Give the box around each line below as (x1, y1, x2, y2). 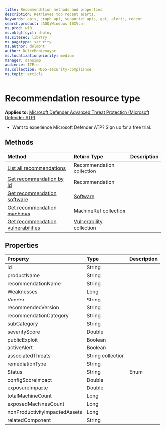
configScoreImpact (7, 377, 52, 384)
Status (7, 369, 23, 376)
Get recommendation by (7, 175, 64, 182)
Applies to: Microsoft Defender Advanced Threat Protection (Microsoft (5, 109, 150, 115)
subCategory (7, 320, 38, 327)
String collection (86, 352, 125, 359)
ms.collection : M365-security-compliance (5, 67, 92, 72)
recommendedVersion (7, 304, 59, 311)
